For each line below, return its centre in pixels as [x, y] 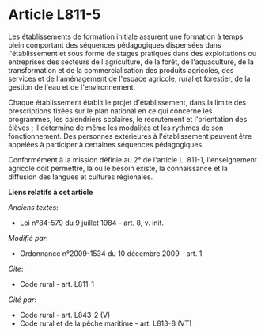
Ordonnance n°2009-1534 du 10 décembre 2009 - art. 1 [111, 253]
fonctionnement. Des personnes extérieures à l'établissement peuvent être [130, 136]
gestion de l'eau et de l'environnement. [72, 87]
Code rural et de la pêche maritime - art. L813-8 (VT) [106, 323]
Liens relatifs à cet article [51, 192]
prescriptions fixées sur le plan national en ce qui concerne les [110, 111]
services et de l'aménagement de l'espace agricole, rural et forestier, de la [129, 78]
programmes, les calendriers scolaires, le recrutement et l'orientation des [128, 119]
